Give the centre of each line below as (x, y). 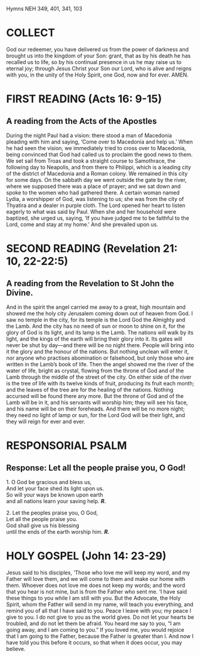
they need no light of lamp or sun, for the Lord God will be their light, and (96, 415)
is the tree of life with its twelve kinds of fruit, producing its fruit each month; (100, 383)
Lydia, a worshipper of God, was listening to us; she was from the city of (95, 199)
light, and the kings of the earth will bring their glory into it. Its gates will (94, 339)
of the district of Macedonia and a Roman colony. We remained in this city (97, 174)
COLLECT (31, 33)
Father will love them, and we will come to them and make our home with (96, 579)
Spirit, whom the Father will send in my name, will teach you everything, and (100, 604)
